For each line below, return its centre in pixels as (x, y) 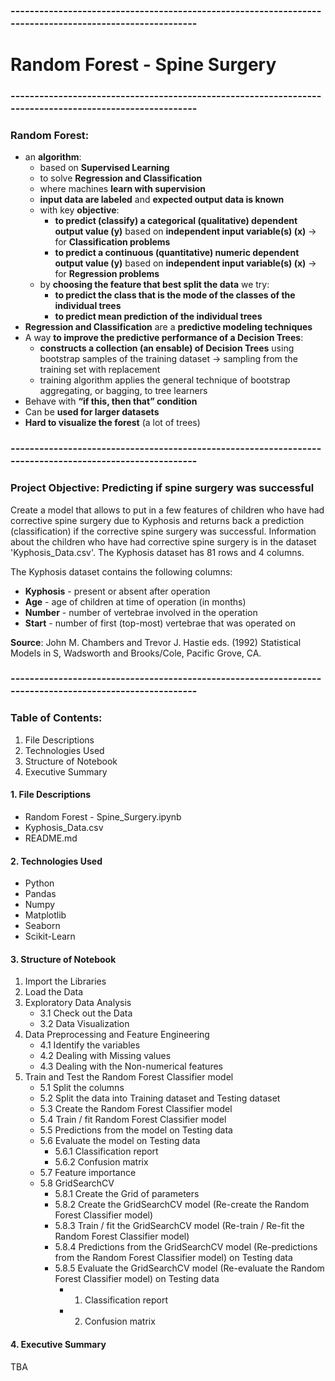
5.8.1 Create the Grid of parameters (127, 1194)
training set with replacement (100, 370)
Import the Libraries (65, 981)
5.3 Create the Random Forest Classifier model (136, 1109)
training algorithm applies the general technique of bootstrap (165, 380)
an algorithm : (53, 157)
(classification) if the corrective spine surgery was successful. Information (163, 531)
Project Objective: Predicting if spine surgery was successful (162, 488)
